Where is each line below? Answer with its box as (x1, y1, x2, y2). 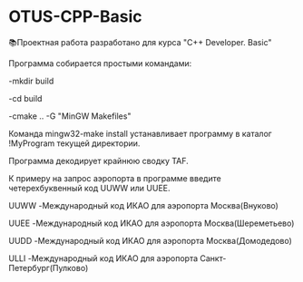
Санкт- (200, 252, 227, 264)
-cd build (8, 92, 43, 103)
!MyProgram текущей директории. (8, 138, 141, 149)
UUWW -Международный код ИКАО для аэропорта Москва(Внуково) (8, 199, 279, 210)
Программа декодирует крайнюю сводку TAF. (8, 155, 190, 166)
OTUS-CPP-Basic (8, 6, 142, 27)
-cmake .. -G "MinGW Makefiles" (8, 111, 132, 122)
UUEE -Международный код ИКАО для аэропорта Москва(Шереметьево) (8, 218, 295, 229)
